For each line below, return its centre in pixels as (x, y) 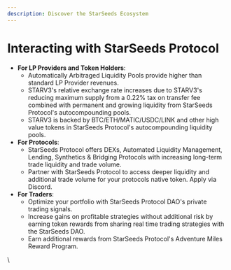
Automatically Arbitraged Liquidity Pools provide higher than (115, 75)
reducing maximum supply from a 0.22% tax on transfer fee (114, 97)
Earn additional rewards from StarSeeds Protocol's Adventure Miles (125, 239)
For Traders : (36, 194)
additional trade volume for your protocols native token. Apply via (122, 179)
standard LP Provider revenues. (73, 83)
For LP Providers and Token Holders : (71, 68)
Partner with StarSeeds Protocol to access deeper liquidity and (119, 171)
